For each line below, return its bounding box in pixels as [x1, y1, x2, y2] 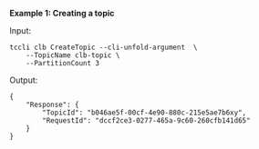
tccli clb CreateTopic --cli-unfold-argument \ [9, 43, 198, 52]
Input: [9, 25, 32, 35]
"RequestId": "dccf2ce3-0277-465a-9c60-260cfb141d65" [42, 116, 251, 125]
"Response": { [26, 100, 79, 109]
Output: [9, 74, 38, 85]
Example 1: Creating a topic [9, 8, 115, 18]
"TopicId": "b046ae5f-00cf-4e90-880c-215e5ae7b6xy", [42, 108, 247, 117]
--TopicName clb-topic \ [26, 51, 120, 60]
